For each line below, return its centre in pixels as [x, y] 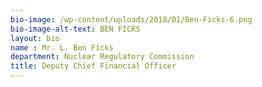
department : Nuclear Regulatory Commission [102, 57]
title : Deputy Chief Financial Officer [93, 66]
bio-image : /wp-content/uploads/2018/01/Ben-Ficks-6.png [131, 19]
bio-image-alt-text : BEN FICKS [75, 29]
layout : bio [35, 38]
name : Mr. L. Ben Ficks [62, 47]
